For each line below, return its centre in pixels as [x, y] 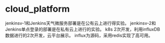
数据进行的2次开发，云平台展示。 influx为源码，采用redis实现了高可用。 [79, 35]
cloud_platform [37, 9]
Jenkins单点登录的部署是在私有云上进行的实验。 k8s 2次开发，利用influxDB [83, 29]
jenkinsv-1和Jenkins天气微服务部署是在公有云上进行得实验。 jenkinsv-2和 [81, 23]
